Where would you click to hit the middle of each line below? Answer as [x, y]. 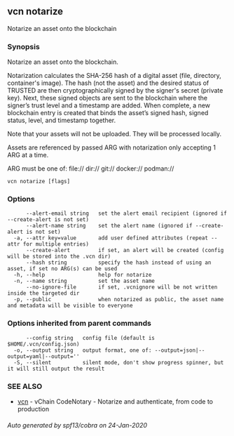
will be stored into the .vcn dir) [59, 257]
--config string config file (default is [90, 338]
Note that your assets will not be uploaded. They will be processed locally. [115, 134]
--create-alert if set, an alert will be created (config [125, 251]
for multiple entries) [56, 244]
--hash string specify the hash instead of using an [118, 263]
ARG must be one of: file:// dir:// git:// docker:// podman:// [91, 169]
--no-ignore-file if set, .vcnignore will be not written [122, 287]
